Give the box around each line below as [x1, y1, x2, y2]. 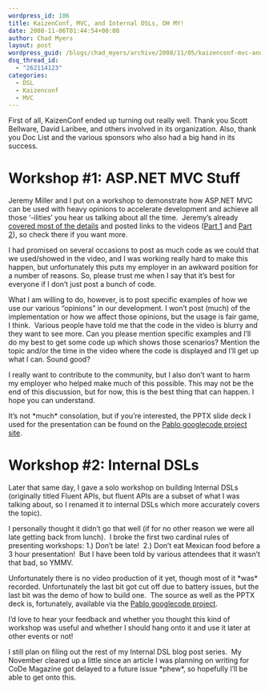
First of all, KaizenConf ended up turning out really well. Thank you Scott [8, 115, 248, 125]
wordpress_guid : [8, 49, 62, 57]
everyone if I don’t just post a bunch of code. [8, 280, 157, 289]
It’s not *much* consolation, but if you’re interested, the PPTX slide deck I [8, 411, 251, 421]
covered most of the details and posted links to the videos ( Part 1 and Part [8, 221, 252, 231]
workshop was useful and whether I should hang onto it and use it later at [8, 623, 251, 633]
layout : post [8, 42, 52, 50]
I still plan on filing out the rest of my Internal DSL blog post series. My [8, 647, 242, 657]
